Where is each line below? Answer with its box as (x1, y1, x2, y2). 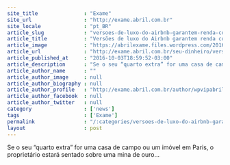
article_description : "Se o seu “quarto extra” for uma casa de (7, 61, 213, 68)
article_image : (7, 42, 88, 49)
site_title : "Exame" (7, 10, 112, 17)
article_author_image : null (7, 73, 103, 81)
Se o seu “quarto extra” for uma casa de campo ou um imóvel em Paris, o (7, 143, 214, 151)
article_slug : (7, 29, 88, 36)
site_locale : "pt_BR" (7, 23, 112, 29)
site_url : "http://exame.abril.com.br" (7, 16, 173, 23)
